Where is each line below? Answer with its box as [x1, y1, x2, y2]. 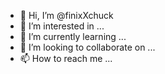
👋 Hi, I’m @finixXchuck [19, 10, 114, 21]
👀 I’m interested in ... [19, 20, 105, 32]
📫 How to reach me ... [19, 53, 113, 64]
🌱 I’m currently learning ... [19, 31, 127, 42]
